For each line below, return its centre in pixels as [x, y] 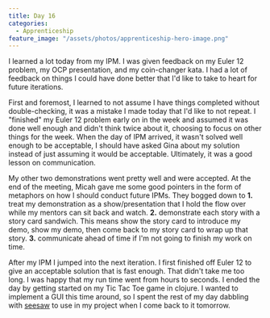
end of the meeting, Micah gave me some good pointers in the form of [125, 187]
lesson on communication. [52, 163]
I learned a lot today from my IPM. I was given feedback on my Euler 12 [126, 61]
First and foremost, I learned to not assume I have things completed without [134, 103]
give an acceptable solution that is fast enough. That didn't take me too [127, 271]
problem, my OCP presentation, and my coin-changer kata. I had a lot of [128, 70]
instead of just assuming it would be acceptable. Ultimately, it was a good [130, 154]
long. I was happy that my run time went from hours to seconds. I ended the [134, 280]
